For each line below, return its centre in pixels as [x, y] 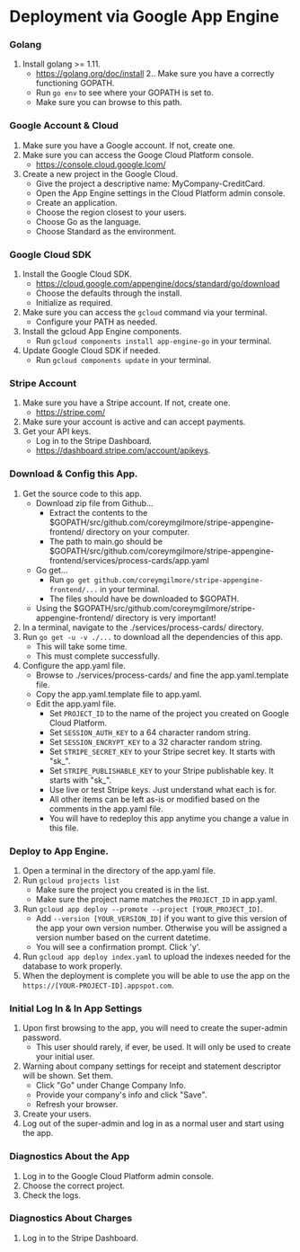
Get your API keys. [57, 431]
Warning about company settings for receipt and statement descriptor [151, 1066]
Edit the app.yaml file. [76, 704]
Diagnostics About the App [70, 1157]
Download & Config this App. [74, 474]
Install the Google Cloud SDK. [77, 274]
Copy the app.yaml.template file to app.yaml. [119, 694]
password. [42, 1038]
